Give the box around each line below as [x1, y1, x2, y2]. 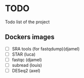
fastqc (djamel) [12, 57, 42, 62]
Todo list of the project [5, 19, 50, 25]
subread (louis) [12, 62, 42, 68]
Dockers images [5, 33, 55, 41]
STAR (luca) [12, 51, 36, 57]
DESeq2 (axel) [12, 68, 41, 73]
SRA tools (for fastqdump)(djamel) [12, 46, 80, 51]
